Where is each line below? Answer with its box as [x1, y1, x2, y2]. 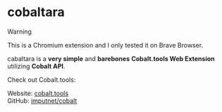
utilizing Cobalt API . [7, 62, 66, 70]
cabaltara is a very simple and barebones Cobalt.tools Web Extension [7, 54, 215, 63]
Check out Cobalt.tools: [7, 75, 76, 84]
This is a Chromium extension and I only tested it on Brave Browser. [7, 41, 204, 49]
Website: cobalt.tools [7, 89, 69, 97]
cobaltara [7, 4, 65, 20]
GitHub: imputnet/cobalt [7, 96, 78, 105]
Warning [7, 27, 32, 36]
